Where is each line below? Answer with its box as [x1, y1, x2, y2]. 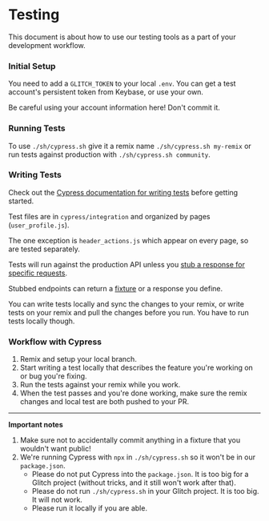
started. [8, 196, 34, 206]
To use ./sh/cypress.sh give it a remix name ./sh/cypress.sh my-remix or [8, 141, 252, 150]
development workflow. [8, 40, 86, 50]
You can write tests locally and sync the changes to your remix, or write [8, 299, 244, 309]
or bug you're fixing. [19, 371, 87, 381]
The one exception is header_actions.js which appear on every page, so [8, 235, 249, 245]
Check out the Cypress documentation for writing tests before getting [8, 187, 239, 197]
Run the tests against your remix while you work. [19, 380, 181, 390]
